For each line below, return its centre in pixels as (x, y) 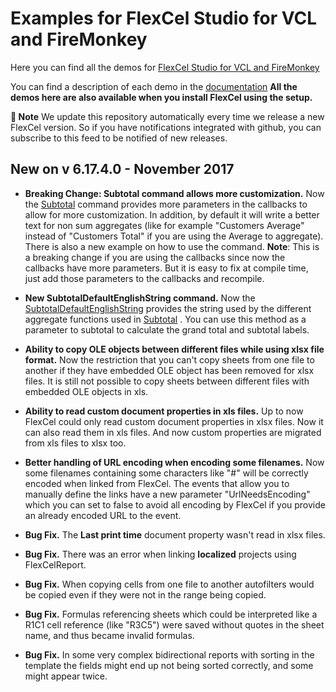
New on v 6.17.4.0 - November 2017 (122, 169)
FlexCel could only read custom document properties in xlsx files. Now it (174, 421)
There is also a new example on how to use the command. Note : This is (172, 246)
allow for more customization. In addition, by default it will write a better (172, 214)
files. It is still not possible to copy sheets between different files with (167, 381)
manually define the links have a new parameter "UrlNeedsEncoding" (167, 494)
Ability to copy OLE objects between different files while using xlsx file (174, 349)
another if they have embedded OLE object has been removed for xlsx (169, 370)
